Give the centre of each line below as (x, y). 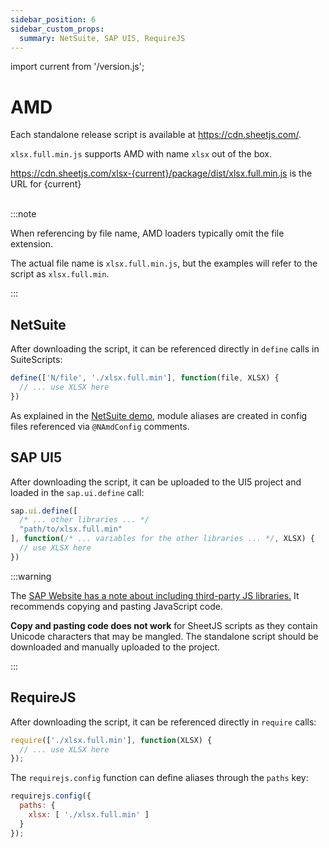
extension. (32, 244)
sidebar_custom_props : (57, 29)
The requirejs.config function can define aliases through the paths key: (159, 778)
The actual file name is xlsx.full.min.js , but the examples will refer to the (164, 263)
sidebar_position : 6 (53, 19)
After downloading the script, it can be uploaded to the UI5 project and (156, 482)
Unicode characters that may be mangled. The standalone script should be (164, 636)
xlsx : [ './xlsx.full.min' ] (89, 815)
